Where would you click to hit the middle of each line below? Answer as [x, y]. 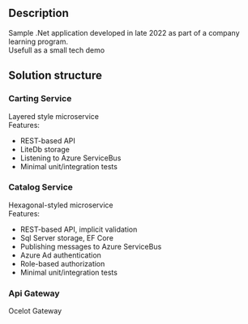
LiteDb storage [45, 149]
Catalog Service [41, 187]
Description [38, 13]
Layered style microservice [54, 116]
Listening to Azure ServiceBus [71, 158]
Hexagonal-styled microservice [61, 205]
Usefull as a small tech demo [57, 50]
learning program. [38, 41]
